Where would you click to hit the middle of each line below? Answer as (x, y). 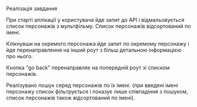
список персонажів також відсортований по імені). (70, 98)
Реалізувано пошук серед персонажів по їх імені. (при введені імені (92, 85)
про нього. (19, 56)
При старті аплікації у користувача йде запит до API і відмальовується (95, 20)
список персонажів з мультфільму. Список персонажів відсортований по (98, 26)
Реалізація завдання (32, 9)
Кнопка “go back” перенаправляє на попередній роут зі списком (88, 68)
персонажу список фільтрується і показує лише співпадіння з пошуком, (97, 91)
